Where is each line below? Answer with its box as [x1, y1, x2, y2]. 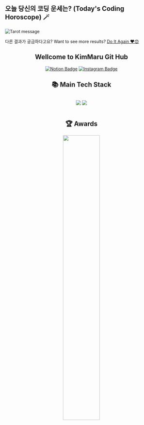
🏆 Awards [65, 120, 98, 128]
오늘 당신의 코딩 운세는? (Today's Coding [5, 4, 125, 13]
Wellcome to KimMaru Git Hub [34, 53, 128, 61]
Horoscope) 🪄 [5, 13, 50, 21]
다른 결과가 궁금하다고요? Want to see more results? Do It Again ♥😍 [5, 38, 139, 44]
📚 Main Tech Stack [51, 81, 112, 89]
